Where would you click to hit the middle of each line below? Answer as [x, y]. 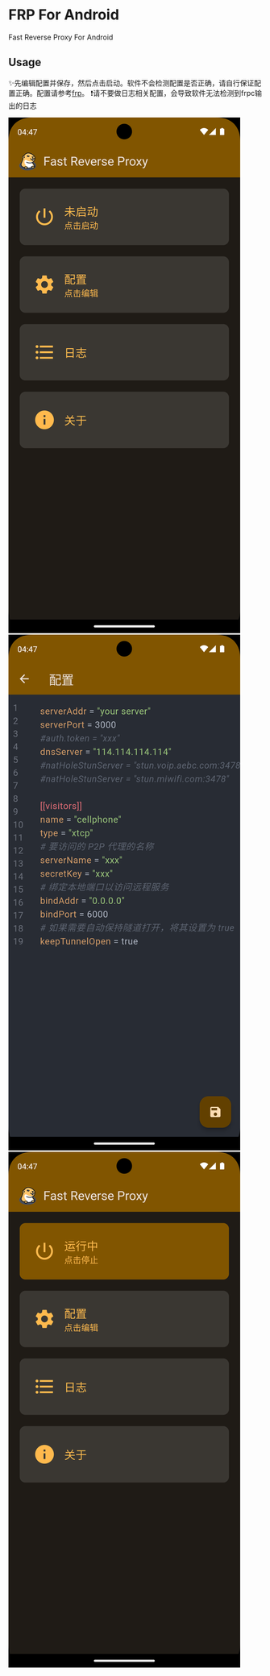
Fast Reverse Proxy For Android [61, 37]
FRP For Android [64, 15]
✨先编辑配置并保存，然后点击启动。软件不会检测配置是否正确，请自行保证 [131, 83]
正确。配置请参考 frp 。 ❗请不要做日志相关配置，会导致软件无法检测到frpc [135, 93]
